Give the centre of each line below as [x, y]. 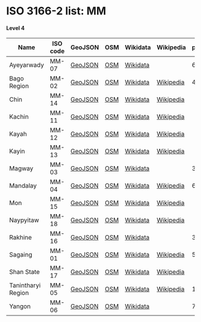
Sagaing [21, 255]
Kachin [19, 117]
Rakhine [21, 237]
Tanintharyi [25, 285]
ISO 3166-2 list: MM [56, 11]
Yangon [20, 306]
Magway [22, 168]
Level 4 [16, 28]
